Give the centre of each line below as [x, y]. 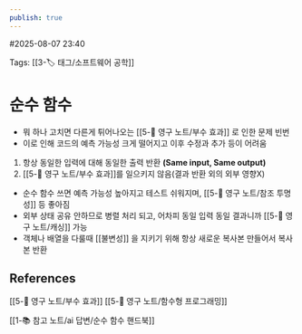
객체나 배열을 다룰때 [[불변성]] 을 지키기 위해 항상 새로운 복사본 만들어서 [149, 238]
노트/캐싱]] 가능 [60, 226]
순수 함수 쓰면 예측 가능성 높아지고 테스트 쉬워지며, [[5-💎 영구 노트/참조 [148, 193]
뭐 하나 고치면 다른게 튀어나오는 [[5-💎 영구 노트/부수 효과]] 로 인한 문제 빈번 [156, 131]
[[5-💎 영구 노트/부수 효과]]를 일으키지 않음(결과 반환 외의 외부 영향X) [144, 174]
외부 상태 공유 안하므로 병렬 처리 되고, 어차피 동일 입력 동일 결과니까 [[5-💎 [153, 215]
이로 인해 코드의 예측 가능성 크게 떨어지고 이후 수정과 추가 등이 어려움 [145, 143]
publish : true [36, 18]
